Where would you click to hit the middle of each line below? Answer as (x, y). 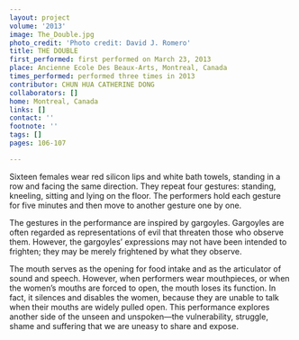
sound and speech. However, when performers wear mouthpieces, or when (149, 278)
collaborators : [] (44, 93)
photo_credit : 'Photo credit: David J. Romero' (100, 43)
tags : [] (26, 135)
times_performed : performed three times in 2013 (102, 76)
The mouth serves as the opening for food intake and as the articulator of (145, 268)
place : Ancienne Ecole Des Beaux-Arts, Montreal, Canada (118, 68)
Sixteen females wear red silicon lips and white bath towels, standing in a (145, 176)
